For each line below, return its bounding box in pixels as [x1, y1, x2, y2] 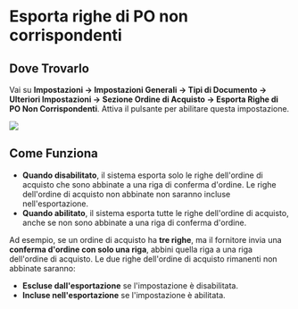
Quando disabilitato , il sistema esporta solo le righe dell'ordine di [21, 170, 263, 180]
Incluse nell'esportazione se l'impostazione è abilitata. [21, 289, 226, 300]
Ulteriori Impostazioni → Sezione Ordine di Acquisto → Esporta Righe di [9, 94, 279, 104]
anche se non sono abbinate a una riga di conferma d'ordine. [21, 217, 247, 228]
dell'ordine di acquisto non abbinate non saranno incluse [21, 188, 231, 199]
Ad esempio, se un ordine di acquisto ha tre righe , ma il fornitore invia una [9, 234, 283, 245]
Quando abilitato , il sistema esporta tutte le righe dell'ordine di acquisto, [21, 207, 289, 218]
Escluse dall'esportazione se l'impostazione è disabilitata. [21, 280, 239, 291]
